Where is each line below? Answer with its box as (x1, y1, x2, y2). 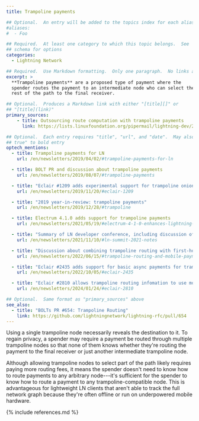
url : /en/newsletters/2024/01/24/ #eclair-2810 (17, 286, 134, 292)
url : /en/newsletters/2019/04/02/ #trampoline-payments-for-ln (17, 156, 174, 162)
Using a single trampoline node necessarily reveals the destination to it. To (6, 329, 188, 336)
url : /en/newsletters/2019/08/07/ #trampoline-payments (17, 172, 155, 178)
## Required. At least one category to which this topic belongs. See (6, 41, 190, 47)
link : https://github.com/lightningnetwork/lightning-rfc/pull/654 (17, 312, 187, 319)
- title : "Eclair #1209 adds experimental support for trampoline (11, 183, 179, 189)
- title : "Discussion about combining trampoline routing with (11, 247, 171, 254)
